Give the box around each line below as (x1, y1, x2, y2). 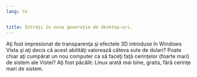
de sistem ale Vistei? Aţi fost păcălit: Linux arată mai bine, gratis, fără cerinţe (6, 59, 191, 66)
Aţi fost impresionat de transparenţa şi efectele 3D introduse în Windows (6, 40, 182, 47)
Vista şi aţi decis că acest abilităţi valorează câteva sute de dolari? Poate (6, 46, 182, 53)
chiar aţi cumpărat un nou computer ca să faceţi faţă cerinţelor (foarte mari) (6, 52, 190, 60)
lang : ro (6, 8, 28, 15)
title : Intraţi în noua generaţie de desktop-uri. (6, 24, 133, 30)
